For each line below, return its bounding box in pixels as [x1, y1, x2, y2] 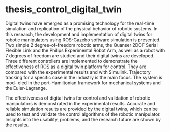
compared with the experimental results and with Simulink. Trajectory [5, 69, 151, 75]
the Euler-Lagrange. [5, 85, 47, 91]
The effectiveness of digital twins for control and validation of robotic [5, 95, 150, 101]
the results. [5, 122, 29, 128]
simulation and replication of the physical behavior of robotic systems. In [5, 25, 158, 31]
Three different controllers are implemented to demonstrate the [5, 58, 138, 64]
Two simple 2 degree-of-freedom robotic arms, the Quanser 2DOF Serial [5, 42, 158, 48]
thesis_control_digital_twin [5, 4, 122, 15]
